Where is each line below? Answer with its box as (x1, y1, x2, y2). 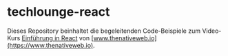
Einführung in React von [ (21, 33, 94, 42)
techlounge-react (7, 4, 110, 20)
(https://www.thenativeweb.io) (7, 41, 94, 49)
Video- (202, 27, 222, 35)
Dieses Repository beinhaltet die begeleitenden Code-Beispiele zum (7, 27, 201, 35)
